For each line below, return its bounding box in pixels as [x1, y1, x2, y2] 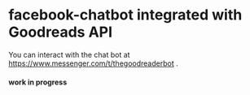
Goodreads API [8, 23, 112, 41]
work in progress [8, 77, 68, 87]
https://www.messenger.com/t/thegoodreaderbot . [8, 58, 178, 68]
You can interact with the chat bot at [8, 50, 130, 59]
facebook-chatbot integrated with [8, 6, 243, 24]
